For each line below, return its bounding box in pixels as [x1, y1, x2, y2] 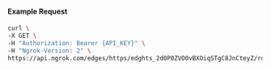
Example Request [7, 6, 68, 16]
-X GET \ [7, 32, 37, 40]
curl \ [7, 24, 30, 32]
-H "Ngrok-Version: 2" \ [7, 47, 91, 55]
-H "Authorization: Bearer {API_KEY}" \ [7, 39, 146, 47]
